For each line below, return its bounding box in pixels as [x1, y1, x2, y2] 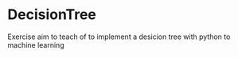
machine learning [7, 40, 64, 49]
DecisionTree [7, 6, 97, 24]
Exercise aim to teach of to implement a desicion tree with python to [7, 32, 231, 41]
